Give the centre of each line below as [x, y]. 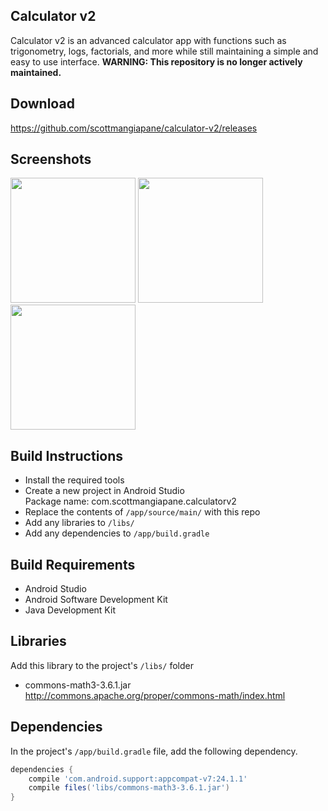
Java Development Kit [70, 610]
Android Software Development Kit [96, 600]
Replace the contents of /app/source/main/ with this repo [142, 512]
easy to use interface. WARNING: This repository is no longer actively [156, 61]
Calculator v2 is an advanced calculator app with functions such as [148, 40]
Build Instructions [67, 455]
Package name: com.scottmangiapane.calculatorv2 [130, 501]
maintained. [36, 72]
